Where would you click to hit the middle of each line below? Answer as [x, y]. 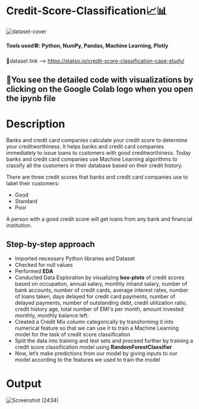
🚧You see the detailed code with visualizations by [100, 79]
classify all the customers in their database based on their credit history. [94, 166]
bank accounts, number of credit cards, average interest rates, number [102, 290]
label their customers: [33, 183]
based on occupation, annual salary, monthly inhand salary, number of [101, 284]
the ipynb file [31, 98]
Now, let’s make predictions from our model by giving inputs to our [96, 354]
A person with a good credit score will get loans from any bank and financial [99, 219]
